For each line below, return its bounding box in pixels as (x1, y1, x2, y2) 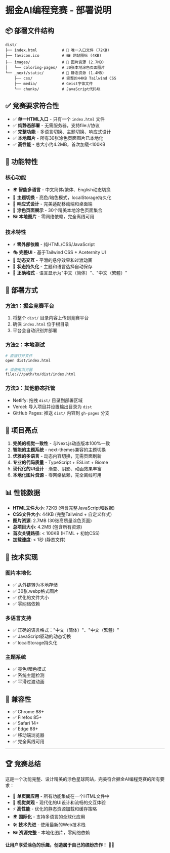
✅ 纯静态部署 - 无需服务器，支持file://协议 (12, 122, 100, 128)
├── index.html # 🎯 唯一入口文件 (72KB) (5, 48, 110, 53)
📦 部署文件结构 (5, 26, 55, 35)
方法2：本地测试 (5, 341, 45, 348)
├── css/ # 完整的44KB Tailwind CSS (14, 76, 116, 81)
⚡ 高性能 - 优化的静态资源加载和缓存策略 (12, 806, 97, 812)
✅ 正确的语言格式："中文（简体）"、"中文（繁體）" (12, 627, 119, 633)
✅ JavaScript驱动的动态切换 (12, 633, 71, 639)
